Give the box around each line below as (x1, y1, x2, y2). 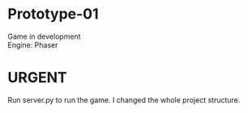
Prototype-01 (7, 5, 99, 23)
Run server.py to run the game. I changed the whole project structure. (7, 94, 241, 105)
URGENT (7, 69, 67, 87)
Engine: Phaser (7, 40, 58, 49)
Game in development (7, 31, 82, 41)
